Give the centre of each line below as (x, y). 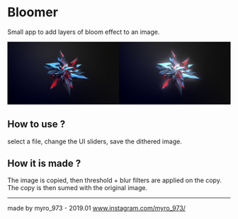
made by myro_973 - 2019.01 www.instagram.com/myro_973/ (97, 208)
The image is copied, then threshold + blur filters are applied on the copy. (114, 180)
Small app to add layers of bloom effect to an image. (84, 32)
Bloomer (33, 12)
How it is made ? (44, 163)
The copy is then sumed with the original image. (77, 188)
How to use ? (36, 124)
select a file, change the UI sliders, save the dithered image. (95, 141)
